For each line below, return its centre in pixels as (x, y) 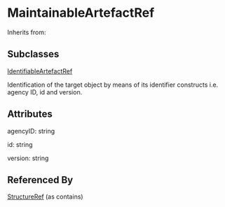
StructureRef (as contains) (45, 197)
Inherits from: (27, 32)
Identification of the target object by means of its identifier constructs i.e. (113, 85)
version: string (28, 158)
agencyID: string (31, 131)
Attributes (30, 114)
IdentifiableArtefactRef (40, 71)
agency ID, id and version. (45, 92)
